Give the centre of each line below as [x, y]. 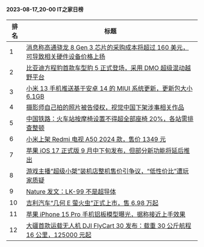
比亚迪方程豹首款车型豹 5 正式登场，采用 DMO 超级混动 [106, 68]
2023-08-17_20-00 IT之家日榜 [45, 9]
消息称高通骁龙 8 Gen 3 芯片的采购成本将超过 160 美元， [108, 47]
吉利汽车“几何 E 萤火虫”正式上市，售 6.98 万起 [93, 203]
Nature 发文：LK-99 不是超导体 [71, 192]
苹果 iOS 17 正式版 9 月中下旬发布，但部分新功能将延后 [105, 151]
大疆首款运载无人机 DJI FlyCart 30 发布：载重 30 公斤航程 [109, 226]
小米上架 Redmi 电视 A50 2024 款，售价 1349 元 [96, 140]
